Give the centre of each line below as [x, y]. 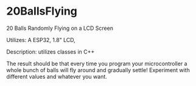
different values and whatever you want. [57, 76]
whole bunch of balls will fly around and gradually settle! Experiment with [98, 70]
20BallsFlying [42, 11]
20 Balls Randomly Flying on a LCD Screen [60, 28]
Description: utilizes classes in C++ [51, 52]
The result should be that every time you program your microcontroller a [97, 63]
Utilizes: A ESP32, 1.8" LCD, [41, 40]
